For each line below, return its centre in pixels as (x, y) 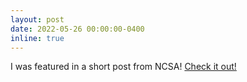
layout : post (37, 19)
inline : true (37, 38)
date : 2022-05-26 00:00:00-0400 (77, 29)
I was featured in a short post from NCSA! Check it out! (123, 67)
